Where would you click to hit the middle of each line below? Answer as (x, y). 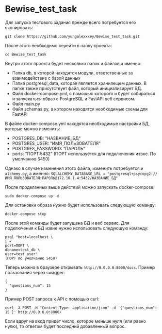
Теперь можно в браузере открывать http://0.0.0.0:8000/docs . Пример (80, 267)
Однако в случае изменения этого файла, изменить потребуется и (74, 168)
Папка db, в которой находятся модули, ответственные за (73, 73)
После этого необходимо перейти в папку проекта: (58, 45)
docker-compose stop (26, 214)
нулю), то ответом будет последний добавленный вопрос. (65, 326)
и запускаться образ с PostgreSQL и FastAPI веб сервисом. (74, 99)
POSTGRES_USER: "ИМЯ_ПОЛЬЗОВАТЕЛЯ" (56, 143)
